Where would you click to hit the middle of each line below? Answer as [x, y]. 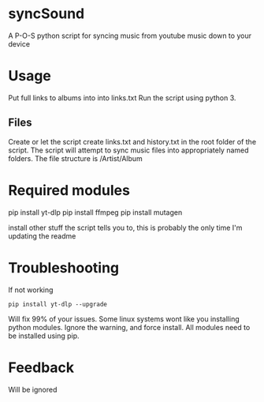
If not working [31, 290]
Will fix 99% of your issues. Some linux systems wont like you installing [124, 319]
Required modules [69, 190]
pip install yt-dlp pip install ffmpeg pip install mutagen [95, 212]
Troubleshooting [64, 267]
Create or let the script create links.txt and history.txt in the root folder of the [132, 141]
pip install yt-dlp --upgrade [58, 304]
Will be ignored [33, 389]
